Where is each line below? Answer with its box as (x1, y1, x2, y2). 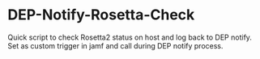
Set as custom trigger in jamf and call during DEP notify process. (7, 40, 224, 50)
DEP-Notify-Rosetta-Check (7, 6, 195, 24)
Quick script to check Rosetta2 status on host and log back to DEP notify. (7, 32, 253, 42)
